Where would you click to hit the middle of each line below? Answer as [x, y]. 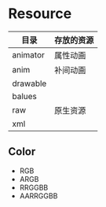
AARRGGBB [38, 196]
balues [25, 96]
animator [29, 54]
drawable [29, 83]
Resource [40, 14]
